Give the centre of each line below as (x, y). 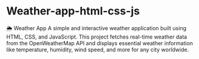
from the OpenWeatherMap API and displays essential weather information (99, 43)
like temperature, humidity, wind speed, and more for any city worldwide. (98, 49)
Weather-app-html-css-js (73, 11)
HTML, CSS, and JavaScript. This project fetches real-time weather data (97, 37)
